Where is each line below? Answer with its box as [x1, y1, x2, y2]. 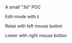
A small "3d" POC [5, 4, 41, 10]
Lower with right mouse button [5, 33, 67, 38]
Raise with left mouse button [5, 23, 63, 29]
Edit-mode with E [5, 14, 40, 19]
